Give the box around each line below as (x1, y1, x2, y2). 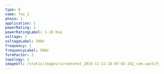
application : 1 (5, 20, 36, 26)
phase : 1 (5, 16, 23, 21)
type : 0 (5, 7, 21, 12)
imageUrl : (5, 61, 25, 66)
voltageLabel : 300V (5, 39, 45, 44)
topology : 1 (5, 57, 29, 62)
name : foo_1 (5, 12, 29, 17)
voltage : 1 (5, 35, 27, 39)
